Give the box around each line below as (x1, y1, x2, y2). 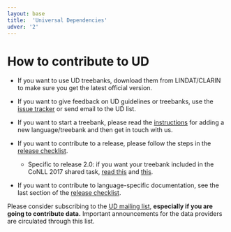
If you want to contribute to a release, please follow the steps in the (17, 139, 211, 147)
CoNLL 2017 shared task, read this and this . (27, 168, 154, 176)
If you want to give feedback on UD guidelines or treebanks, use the (17, 97, 214, 106)
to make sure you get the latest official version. (17, 84, 152, 92)
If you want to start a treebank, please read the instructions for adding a (17, 118, 225, 126)
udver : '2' (7, 23, 39, 30)
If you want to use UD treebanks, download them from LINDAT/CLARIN (17, 76, 221, 85)
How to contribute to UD (7, 53, 150, 69)
